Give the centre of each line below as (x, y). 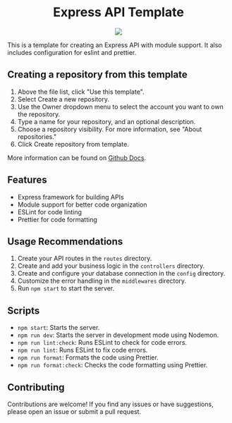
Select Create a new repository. (63, 99)
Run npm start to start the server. (66, 288)
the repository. (39, 114)
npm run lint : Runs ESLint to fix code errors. (83, 350)
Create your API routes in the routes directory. (85, 259)
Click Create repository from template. (73, 144)
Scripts (24, 311)
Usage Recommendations (65, 241)
